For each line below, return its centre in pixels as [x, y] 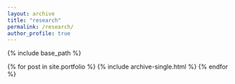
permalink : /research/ [40, 27]
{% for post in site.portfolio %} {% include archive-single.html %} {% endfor [118, 66]
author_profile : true [39, 33]
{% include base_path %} [44, 53]
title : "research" [34, 20]
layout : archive [31, 14]
